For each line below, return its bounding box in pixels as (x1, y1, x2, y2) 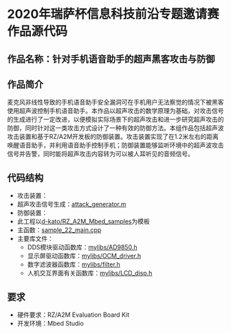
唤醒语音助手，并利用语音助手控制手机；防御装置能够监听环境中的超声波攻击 (7, 141, 224, 149)
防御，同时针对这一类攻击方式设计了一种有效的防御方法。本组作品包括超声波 (7, 124, 224, 132)
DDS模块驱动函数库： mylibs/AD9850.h (27, 243, 137, 251)
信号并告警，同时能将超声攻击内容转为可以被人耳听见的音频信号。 (7, 149, 194, 158)
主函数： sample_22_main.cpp (16, 226, 102, 234)
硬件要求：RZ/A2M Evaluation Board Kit (16, 311, 129, 319)
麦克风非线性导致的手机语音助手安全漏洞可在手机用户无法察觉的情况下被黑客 (7, 98, 224, 107)
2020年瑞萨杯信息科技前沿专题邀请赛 (7, 6, 220, 22)
